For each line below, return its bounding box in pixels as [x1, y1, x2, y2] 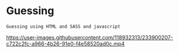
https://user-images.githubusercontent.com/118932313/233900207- [6, 34, 174, 41]
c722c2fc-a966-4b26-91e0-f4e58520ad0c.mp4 [6, 40, 125, 47]
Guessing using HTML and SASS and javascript [6, 24, 120, 29]
